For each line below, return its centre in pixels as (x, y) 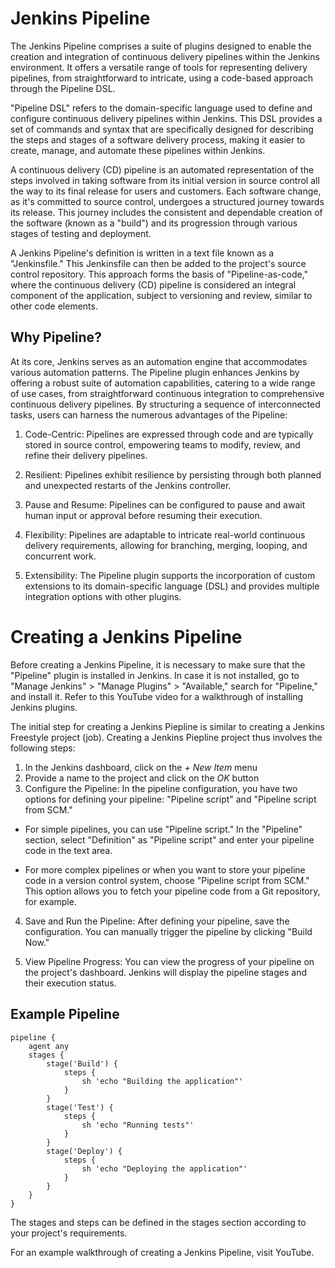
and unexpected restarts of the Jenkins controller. (128, 485)
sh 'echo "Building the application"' (162, 1081)
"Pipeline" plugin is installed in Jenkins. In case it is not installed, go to (155, 675)
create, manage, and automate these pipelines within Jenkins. (138, 150)
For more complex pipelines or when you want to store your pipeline (165, 869)
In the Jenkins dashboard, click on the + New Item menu (141, 767)
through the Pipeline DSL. (63, 88)
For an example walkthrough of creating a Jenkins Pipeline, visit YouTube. (162, 1252)
